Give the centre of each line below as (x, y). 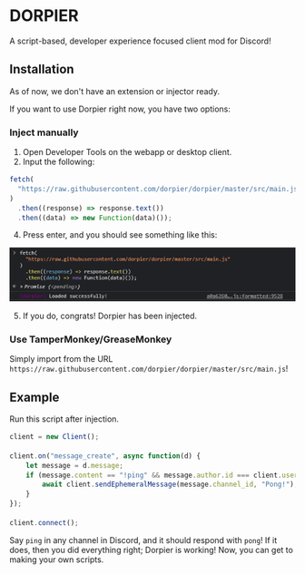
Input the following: (59, 162)
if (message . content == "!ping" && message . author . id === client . (154, 475)
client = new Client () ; (54, 437)
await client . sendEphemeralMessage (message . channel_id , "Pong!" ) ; (170, 485)
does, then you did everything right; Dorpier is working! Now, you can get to (151, 550)
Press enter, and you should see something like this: (120, 235)
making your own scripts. (57, 559)
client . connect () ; (44, 522)
